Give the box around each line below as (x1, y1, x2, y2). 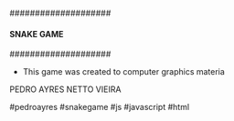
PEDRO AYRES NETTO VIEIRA (9, 84, 122, 95)
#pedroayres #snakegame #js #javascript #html (9, 102, 190, 113)
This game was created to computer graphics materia (22, 66, 226, 77)
